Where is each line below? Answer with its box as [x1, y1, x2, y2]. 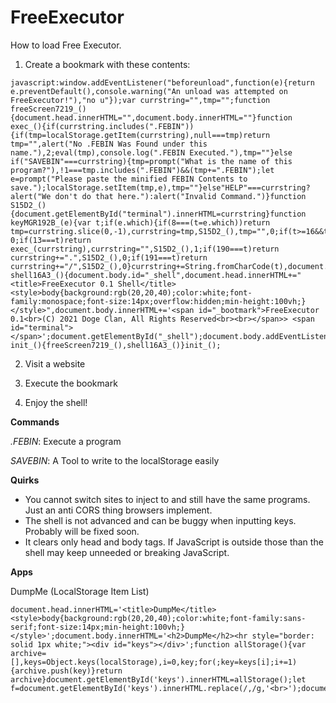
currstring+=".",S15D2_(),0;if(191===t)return [10, 252, 208, 263]
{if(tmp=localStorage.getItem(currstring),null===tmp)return [10, 130, 271, 140]
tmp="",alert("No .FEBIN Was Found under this [10, 139, 208, 149]
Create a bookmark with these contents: [24, 58, 191, 70]
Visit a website [24, 357, 86, 370]
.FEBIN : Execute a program [10, 435, 122, 447]
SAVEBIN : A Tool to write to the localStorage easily [10, 454, 220, 466]
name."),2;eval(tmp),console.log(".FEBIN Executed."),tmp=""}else [10, 147, 293, 158]
